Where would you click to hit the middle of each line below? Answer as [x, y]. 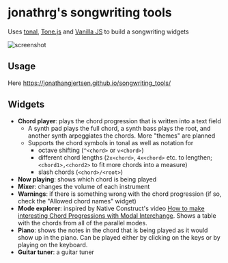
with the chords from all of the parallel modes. [82, 223]
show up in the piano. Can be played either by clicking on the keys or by [119, 237]
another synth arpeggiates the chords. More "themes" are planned [122, 136]
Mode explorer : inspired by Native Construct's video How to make [111, 208]
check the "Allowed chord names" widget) [77, 201]
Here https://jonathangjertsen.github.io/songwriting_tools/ [89, 83]
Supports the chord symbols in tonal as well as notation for [111, 142]
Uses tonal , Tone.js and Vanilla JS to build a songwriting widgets [99, 32]
